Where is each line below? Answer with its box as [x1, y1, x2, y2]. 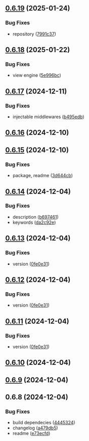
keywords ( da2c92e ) [12, 219, 56, 225]
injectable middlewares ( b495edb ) [12, 114, 84, 120]
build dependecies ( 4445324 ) [12, 420, 75, 426]
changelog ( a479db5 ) [12, 425, 58, 431]
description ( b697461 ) [12, 214, 59, 220]
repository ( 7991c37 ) [12, 30, 57, 37]
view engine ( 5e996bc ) [12, 72, 62, 78]
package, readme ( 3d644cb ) [12, 173, 73, 179]
